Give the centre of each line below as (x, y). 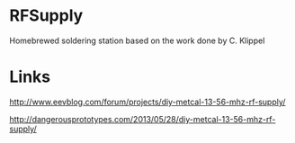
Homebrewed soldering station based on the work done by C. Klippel (137, 40)
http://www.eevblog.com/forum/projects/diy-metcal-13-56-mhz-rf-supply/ (147, 102)
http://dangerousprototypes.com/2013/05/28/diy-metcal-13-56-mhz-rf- (143, 119)
